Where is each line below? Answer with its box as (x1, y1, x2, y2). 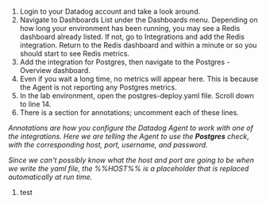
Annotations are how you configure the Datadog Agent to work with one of (8, 123, 254, 132)
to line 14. (19, 99, 52, 109)
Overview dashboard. (19, 66, 91, 75)
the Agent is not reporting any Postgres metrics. (19, 82, 177, 92)
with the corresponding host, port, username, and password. (8, 140, 208, 149)
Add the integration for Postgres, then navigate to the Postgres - (19, 57, 230, 67)
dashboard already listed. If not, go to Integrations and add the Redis (19, 32, 245, 41)
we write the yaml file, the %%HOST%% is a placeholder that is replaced (8, 164, 249, 173)
